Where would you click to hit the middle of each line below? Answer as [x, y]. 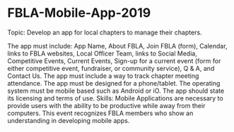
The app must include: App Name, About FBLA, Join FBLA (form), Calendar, [117, 46]
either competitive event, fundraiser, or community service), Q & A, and [111, 68]
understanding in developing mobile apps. [69, 120]
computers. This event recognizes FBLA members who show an [100, 113]
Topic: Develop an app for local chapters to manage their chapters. [105, 32]
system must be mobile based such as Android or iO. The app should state [116, 91]
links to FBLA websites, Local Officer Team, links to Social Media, [103, 53]
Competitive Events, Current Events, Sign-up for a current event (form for [114, 60]
